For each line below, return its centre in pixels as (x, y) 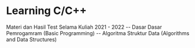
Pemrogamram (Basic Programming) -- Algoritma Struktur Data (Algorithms (98, 33)
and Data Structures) (32, 39)
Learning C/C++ (46, 11)
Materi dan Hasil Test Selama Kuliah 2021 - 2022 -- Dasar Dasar (84, 27)
